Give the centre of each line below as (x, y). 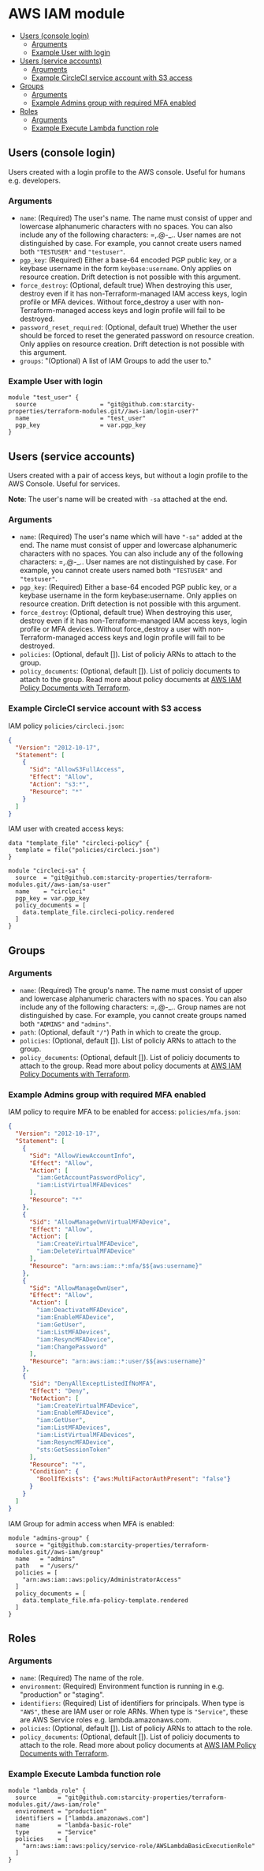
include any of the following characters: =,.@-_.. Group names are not (133, 1007)
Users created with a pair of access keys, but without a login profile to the (128, 476)
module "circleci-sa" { (47, 871)
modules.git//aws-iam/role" (54, 1804)
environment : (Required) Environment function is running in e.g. (122, 1686)
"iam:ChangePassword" (72, 1347)
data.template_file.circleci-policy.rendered (99, 913)
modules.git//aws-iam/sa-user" (59, 885)
